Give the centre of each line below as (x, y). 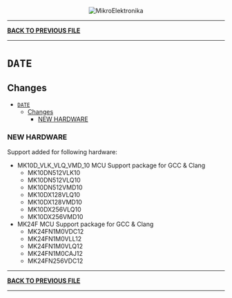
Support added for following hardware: (62, 152)
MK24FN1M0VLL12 (54, 239)
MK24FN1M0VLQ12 (55, 246)
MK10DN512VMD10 (55, 187)
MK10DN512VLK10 (54, 173)
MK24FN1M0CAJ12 (55, 254)
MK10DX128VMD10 (55, 202)
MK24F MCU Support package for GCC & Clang (85, 224)
